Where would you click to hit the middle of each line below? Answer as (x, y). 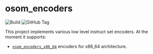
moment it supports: (26, 37)
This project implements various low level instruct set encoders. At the (76, 31)
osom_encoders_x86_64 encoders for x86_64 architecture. (70, 46)
